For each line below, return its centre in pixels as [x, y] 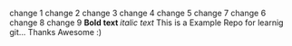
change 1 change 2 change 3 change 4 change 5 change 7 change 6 [138, 13]
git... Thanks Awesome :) [56, 32]
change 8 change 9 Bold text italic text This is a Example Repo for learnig [146, 23]
